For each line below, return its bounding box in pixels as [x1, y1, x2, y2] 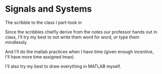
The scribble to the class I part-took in [5, 19, 82, 25]
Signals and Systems [5, 3, 92, 15]
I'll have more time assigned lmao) [5, 54, 74, 59]
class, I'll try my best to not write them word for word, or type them [5, 34, 140, 40]
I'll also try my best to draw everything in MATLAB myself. [5, 63, 121, 69]
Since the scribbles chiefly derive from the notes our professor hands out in [5, 29, 158, 35]
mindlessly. [5, 39, 28, 45]
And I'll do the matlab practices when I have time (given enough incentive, [5, 49, 154, 55]
